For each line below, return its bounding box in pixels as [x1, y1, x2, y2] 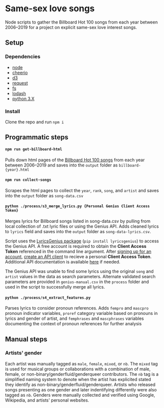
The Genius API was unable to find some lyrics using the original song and [5, 268, 154, 274]
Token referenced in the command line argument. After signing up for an [5, 248, 152, 254]
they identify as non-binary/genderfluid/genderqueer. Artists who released [5, 382, 156, 387]
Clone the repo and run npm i [5, 119, 64, 125]
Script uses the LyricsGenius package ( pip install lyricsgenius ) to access [5, 238, 159, 244]
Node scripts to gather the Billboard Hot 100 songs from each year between [5, 19, 158, 25]
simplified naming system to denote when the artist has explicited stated [5, 376, 151, 382]
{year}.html [5, 167, 29, 172]
